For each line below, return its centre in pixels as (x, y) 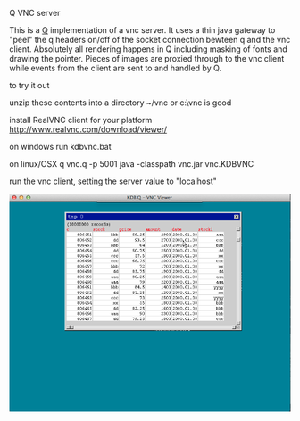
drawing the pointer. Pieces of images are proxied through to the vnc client (147, 58)
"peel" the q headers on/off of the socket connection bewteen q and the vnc (150, 40)
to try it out (29, 85)
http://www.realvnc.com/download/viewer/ (88, 129)
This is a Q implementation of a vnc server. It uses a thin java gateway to (142, 30)
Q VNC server (35, 13)
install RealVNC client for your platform (81, 120)
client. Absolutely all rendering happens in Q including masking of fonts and (148, 49)
